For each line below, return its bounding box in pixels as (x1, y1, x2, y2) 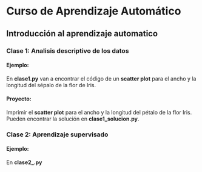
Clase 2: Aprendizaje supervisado (6, 130, 109, 139)
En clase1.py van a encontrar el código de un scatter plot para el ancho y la (6, 74, 197, 82)
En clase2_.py (6, 159, 42, 166)
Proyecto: (6, 95, 32, 102)
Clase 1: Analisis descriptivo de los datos (6, 47, 129, 55)
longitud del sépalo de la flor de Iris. (6, 81, 96, 88)
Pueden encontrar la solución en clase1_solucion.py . (6, 115, 140, 122)
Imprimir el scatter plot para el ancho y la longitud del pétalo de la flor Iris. (6, 108, 192, 116)
